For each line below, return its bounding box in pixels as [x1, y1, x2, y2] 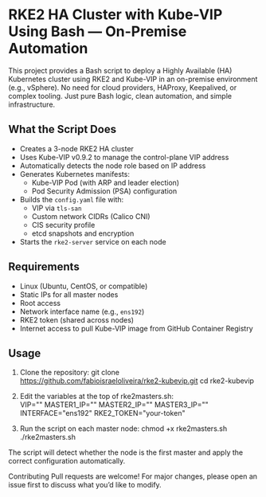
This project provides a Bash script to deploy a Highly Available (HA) [8, 65, 233, 75]
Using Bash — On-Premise [8, 22, 187, 41]
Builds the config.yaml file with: [19, 194, 124, 204]
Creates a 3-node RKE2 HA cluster [19, 143, 134, 153]
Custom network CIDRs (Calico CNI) [31, 211, 151, 221]
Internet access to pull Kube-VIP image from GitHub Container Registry [19, 323, 253, 333]
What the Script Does [8, 123, 117, 136]
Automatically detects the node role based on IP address [19, 161, 206, 170]
